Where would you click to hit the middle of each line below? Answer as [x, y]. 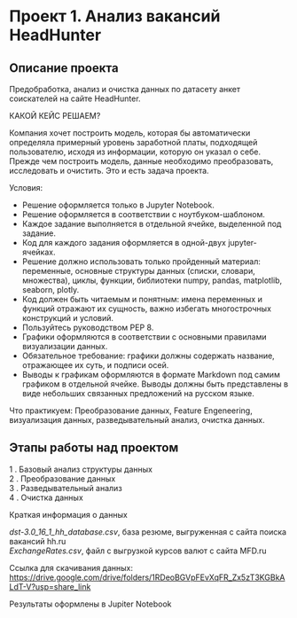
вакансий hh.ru [38, 541]
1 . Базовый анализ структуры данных [81, 469]
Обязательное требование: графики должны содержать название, [148, 356]
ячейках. [39, 252]
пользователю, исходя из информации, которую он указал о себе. [135, 152]
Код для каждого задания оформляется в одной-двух [124, 243]
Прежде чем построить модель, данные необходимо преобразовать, [141, 161]
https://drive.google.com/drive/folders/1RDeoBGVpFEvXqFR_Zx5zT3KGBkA [147, 577]
